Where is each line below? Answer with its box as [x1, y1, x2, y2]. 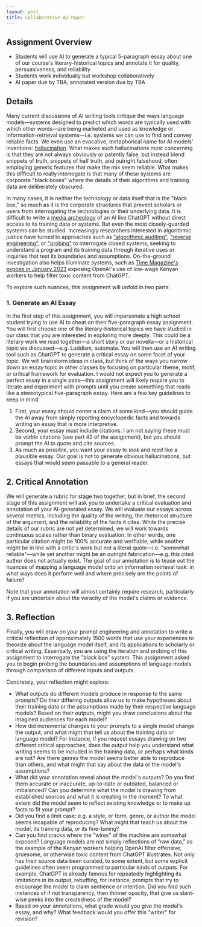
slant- [180, 889, 195, 897]
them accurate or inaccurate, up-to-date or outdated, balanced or [14, 780, 179, 787]
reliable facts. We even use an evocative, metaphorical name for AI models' [6, 138, 194, 145]
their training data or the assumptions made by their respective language [14, 703, 196, 710]
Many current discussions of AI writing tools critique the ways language [6, 113, 185, 120]
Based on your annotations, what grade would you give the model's [14, 902, 183, 909]
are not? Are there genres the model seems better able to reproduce [14, 755, 185, 762]
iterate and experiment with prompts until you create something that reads [6, 383, 191, 390]
